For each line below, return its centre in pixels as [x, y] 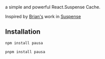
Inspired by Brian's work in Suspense [43, 16]
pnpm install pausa [25, 52]
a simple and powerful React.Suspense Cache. [53, 7]
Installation [23, 32]
